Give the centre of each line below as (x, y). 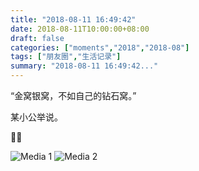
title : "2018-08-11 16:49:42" (73, 19)
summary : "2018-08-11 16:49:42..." (84, 66)
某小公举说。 (36, 117)
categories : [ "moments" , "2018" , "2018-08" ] (100, 47)
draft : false (37, 38)
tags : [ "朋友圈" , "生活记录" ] (66, 57)
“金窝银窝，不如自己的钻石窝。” (73, 95)
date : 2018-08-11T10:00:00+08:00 (80, 29)
